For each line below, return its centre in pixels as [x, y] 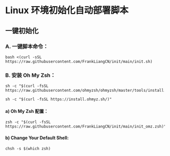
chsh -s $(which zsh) [28, 148]
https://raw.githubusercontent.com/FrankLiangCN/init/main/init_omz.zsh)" [86, 127]
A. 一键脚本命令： [27, 46]
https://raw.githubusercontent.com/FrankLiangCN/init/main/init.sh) [79, 61]
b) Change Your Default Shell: [37, 138]
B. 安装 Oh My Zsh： [30, 75]
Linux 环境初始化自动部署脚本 [67, 10]
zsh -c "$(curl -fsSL [28, 122]
